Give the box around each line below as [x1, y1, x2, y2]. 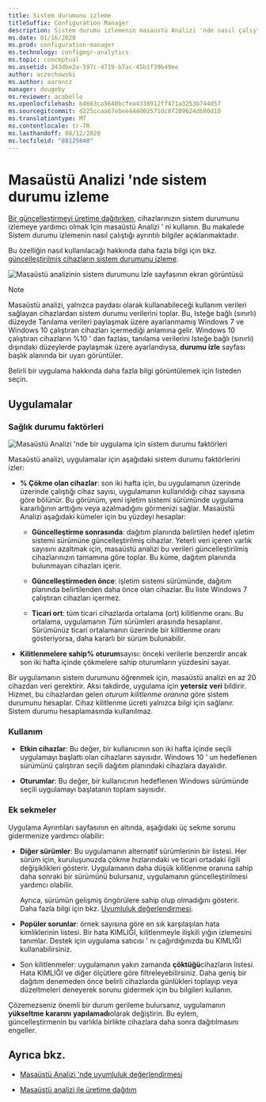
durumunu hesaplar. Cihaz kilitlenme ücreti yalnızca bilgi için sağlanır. [8, 698, 235, 708]
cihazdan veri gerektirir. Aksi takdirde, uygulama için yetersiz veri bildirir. [8, 682, 247, 691]
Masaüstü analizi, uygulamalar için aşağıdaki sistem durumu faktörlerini [8, 454, 241, 464]
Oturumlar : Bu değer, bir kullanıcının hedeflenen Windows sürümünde [19, 777, 249, 786]
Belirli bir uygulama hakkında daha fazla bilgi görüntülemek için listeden [8, 366, 241, 376]
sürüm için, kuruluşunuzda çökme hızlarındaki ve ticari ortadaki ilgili [19, 854, 241, 864]
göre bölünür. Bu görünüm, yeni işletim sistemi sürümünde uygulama [19, 496, 244, 505]
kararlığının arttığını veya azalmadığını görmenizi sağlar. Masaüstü [19, 503, 235, 513]
